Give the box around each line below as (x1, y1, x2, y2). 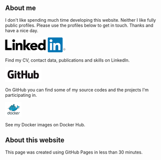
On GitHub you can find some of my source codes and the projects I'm (5, 86, 149, 93)
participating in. (5, 92, 37, 98)
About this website (5, 136, 65, 145)
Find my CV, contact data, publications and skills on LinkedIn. (5, 57, 130, 63)
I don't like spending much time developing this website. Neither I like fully (5, 17, 157, 23)
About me (5, 4, 36, 12)
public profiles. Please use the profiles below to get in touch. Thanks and (5, 22, 154, 28)
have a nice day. (5, 27, 39, 34)
